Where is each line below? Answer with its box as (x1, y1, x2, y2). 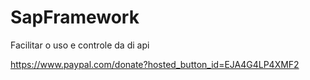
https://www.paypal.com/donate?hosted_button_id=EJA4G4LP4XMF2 (10, 58, 300, 70)
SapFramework (10, 6, 140, 29)
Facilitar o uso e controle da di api (10, 39, 150, 51)
